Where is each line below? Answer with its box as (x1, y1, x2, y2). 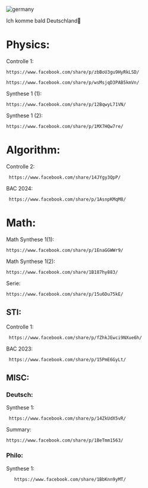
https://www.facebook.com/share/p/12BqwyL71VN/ (6, 101, 127, 107)
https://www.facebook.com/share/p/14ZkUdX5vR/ (8, 415, 127, 422)
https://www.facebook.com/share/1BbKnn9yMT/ (14, 476, 127, 482)
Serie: (6, 280, 21, 287)
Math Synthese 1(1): (6, 236, 55, 243)
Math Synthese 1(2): (6, 258, 55, 265)
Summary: (6, 426, 32, 433)
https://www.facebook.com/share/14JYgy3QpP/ (8, 174, 121, 180)
